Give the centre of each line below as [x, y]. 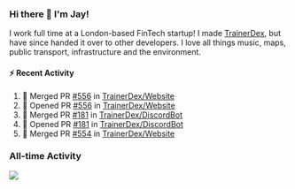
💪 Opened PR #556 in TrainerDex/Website [98, 105]
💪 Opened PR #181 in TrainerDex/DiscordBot [103, 124]
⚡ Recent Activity [42, 72]
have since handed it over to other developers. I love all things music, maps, [147, 42]
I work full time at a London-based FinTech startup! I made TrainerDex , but [145, 34]
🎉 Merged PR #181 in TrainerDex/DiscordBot [102, 115]
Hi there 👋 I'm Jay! [50, 14]
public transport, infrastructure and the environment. [105, 52]
